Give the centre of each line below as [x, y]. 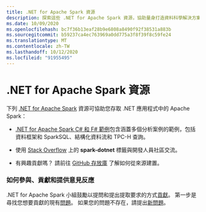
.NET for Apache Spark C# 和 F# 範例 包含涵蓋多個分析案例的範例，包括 [105, 129]
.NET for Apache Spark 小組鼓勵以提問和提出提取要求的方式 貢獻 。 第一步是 [101, 195]
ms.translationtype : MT [37, 41]
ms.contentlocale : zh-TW [38, 47]
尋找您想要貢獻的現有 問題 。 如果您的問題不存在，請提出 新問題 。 [88, 202]
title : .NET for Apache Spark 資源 [51, 12]
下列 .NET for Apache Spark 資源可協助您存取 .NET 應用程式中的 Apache [98, 108]
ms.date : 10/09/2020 [33, 23]
